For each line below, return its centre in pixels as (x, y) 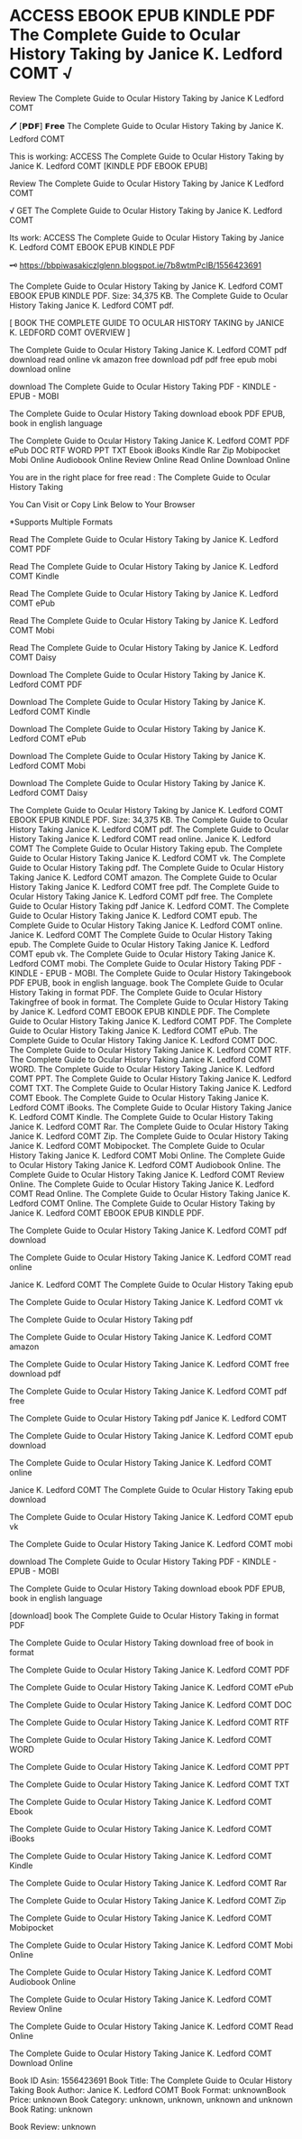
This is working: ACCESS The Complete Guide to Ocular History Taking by (146, 156)
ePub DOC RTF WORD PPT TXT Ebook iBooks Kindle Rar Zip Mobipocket (145, 450)
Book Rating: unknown (51, 2109)
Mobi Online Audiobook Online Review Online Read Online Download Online (150, 459)
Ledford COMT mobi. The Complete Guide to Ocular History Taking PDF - (146, 963)
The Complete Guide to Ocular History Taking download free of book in (142, 1643)
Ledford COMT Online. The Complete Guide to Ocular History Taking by (142, 1203)
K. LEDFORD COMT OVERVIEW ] (70, 332)
